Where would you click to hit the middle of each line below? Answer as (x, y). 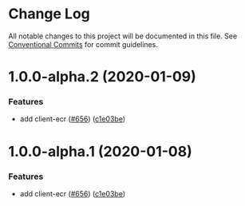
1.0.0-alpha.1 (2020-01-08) (101, 151)
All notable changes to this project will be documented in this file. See (123, 36)
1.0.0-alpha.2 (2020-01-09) (103, 77)
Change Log (49, 14)
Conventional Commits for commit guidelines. (83, 44)
